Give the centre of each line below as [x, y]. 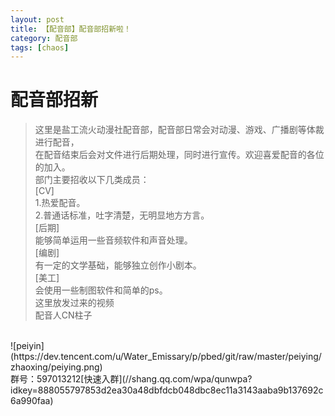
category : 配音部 [44, 38]
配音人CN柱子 [63, 315]
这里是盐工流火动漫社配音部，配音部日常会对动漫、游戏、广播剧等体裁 [179, 130]
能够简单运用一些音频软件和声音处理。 [113, 240]
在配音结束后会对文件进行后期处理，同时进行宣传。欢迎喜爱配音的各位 [179, 155]
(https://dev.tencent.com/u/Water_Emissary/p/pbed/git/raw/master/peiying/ [166, 357]
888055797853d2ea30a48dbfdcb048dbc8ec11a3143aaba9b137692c [180, 390]
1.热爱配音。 [60, 203]
